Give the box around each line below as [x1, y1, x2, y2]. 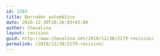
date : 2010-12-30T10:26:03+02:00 [6, 19, 89, 25]
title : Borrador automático [6, 14, 76, 20]
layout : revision [6, 30, 49, 36]
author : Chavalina [6, 24, 51, 31]
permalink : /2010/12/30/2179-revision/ [6, 41, 105, 47]
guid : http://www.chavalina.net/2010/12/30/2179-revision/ [6, 36, 155, 41]
